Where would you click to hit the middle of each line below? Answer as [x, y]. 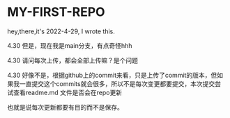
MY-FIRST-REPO [56, 12]
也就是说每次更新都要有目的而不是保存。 [65, 107]
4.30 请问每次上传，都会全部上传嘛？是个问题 [72, 60]
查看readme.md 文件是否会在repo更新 [68, 92]
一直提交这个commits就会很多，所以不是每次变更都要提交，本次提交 [117, 83]
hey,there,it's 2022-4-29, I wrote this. [61, 31]
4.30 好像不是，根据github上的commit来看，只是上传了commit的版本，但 [112, 75]
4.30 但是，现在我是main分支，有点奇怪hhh [70, 45]
